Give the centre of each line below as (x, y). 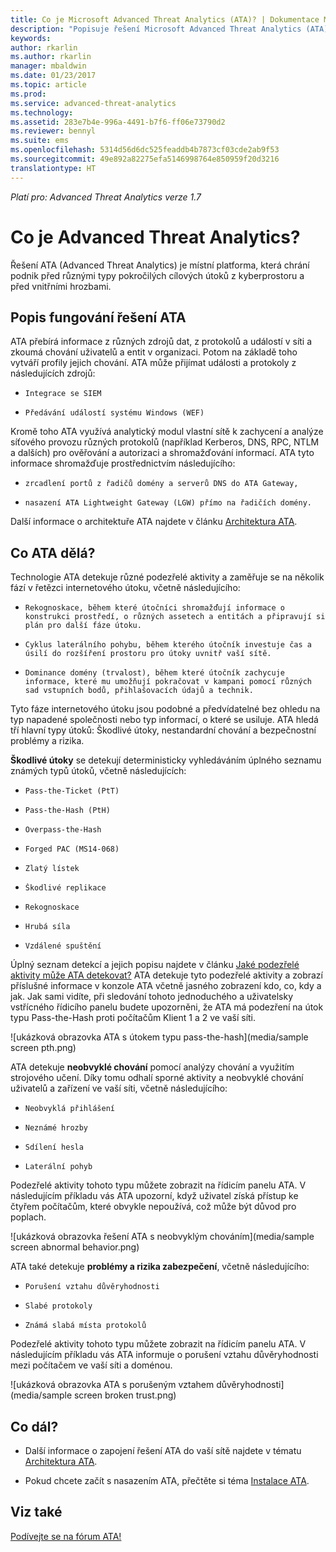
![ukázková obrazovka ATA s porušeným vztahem (112, 1385)
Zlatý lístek (52, 869)
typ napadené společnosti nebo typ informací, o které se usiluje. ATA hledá (164, 720)
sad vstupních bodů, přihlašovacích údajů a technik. (139, 691)
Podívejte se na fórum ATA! (66, 1536)
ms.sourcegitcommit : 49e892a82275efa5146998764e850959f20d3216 (145, 159)
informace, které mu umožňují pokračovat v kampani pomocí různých (168, 682)
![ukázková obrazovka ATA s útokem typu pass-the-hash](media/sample (159, 1037)
